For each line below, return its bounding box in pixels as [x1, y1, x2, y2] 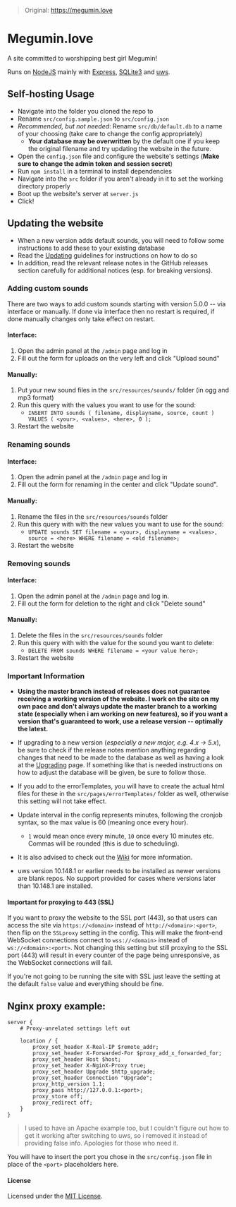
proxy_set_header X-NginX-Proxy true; [32, 1062, 147, 1069]
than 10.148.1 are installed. [17, 882, 93, 890]
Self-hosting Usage [7, 88, 95, 100]
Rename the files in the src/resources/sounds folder [17, 512, 168, 521]
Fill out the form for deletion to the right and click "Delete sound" [17, 599, 206, 608]
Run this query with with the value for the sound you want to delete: [17, 638, 215, 647]
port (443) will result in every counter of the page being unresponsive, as [7, 951, 221, 959]
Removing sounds [7, 558, 70, 568]
